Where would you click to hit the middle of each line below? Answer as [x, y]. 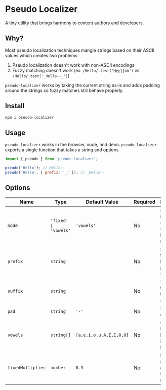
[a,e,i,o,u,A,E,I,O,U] [103, 335]
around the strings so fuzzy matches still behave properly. [64, 90]
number [58, 368]
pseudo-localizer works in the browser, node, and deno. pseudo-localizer [81, 145]
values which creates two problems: [42, 55]
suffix [15, 291]
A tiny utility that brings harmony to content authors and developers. [75, 23]
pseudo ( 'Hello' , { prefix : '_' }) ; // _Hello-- [55, 173]
